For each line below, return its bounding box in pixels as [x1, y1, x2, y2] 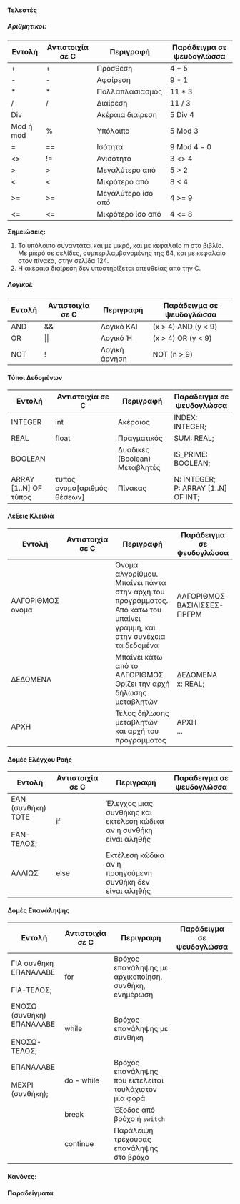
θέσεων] [54, 492, 85, 502]
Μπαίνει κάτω [115, 652, 163, 662]
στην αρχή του [115, 587, 165, 597]
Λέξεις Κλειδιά [7, 512, 54, 521]
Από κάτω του [115, 605, 162, 615]
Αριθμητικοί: [7, 22, 47, 31]
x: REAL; [176, 679, 205, 689]
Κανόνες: [7, 1172, 37, 1180]
